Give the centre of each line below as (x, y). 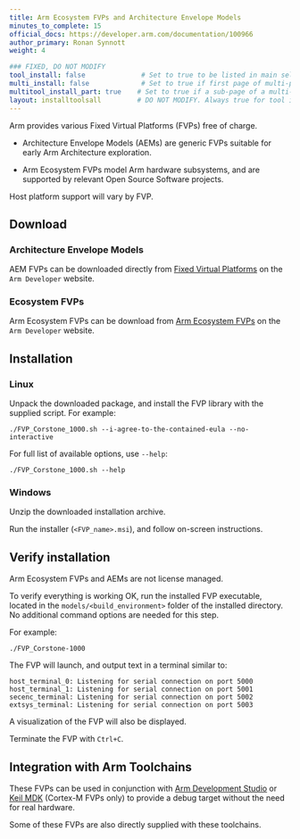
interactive (31, 437)
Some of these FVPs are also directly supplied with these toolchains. (135, 825)
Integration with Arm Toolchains (100, 767)
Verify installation (60, 557)
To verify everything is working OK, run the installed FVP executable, (136, 596)
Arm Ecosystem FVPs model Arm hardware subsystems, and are (141, 170)
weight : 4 (28, 51)
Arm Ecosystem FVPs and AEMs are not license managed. (116, 579)
